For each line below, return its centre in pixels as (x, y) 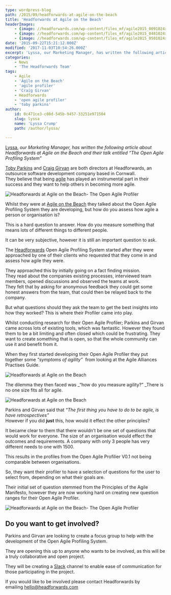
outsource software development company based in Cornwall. (70, 173)
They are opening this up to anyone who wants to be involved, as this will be (85, 551)
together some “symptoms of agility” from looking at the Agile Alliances (81, 359)
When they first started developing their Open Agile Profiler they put (77, 354)
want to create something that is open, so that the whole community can (81, 338)
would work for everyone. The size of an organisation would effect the (79, 436)
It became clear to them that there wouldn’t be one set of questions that (81, 430)
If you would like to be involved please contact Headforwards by (73, 582)
